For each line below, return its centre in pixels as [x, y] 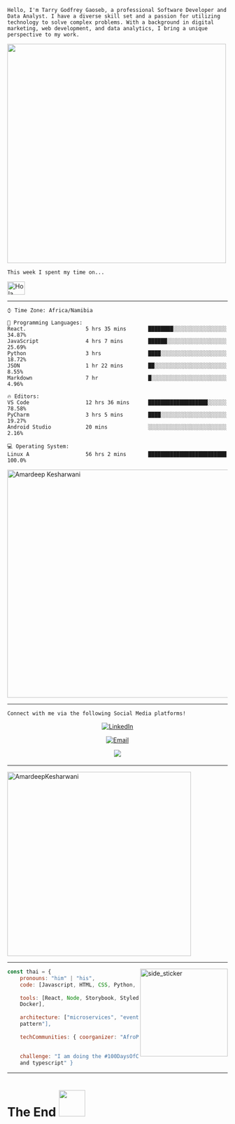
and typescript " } [47, 1063]
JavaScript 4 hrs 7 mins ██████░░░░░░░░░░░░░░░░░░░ [117, 341]
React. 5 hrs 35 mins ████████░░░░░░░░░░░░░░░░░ [117, 329]
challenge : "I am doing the [60, 1057]
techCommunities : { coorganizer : [69, 1037]
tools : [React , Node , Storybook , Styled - [81, 998]
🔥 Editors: [23, 396]
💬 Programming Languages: [45, 323]
